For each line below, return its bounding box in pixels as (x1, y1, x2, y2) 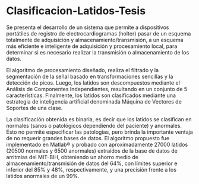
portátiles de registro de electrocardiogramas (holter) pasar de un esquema (6, 30, 191, 37)
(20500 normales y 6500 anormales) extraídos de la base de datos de (6, 147, 178, 154)
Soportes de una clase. (6, 104, 63, 111)
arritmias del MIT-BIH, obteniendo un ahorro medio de (6, 153, 138, 160)
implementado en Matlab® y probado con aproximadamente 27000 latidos (6, 141, 188, 148)
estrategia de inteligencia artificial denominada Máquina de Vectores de (6, 98, 182, 105)
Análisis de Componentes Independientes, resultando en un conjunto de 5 (6, 85, 188, 92)
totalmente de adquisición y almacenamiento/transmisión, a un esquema (6, 36, 184, 43)
